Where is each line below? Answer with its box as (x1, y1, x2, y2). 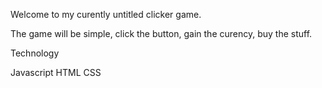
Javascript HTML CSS (10, 67, 102, 78)
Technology (10, 47, 60, 59)
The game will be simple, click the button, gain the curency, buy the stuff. (10, 28, 313, 39)
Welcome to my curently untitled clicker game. (10, 9, 202, 20)
